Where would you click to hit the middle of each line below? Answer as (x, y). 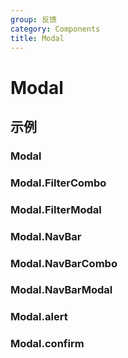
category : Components (55, 29)
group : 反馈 (33, 19)
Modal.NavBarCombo (64, 263)
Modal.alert (39, 317)
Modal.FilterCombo (58, 183)
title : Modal (37, 38)
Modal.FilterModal (56, 209)
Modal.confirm (47, 344)
